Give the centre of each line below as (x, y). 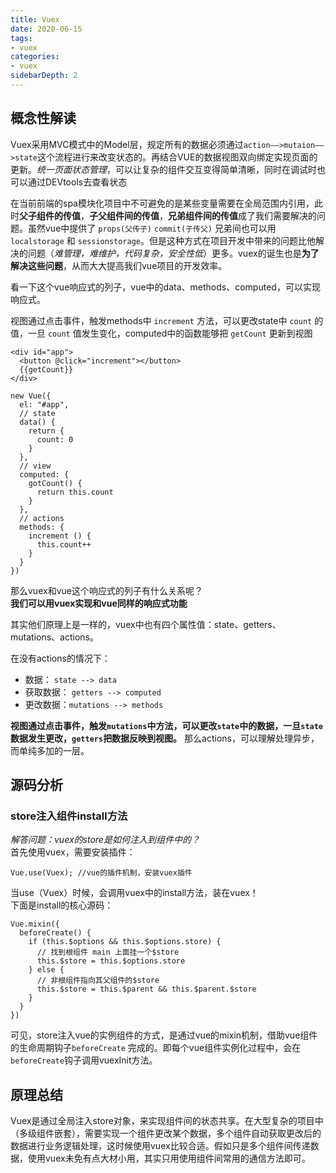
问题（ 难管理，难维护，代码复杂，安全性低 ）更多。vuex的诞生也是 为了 (173, 253)
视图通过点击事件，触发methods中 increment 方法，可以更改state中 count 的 (167, 320)
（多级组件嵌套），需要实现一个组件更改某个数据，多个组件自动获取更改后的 (166, 1133)
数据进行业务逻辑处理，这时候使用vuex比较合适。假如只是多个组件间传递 (160, 1146)
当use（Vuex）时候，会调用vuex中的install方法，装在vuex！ (134, 893)
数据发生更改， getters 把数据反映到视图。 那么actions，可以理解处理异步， (165, 738)
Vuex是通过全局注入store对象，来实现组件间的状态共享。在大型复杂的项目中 (167, 1121)
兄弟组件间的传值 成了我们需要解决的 (242, 215)
